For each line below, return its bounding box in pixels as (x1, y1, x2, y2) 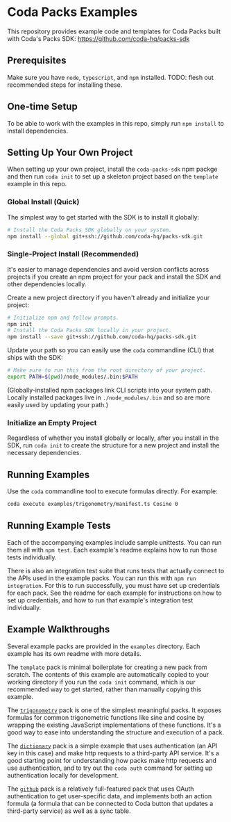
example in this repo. (7, 180, 67, 188)
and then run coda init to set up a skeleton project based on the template (7, 172, 219, 181)
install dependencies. (7, 126, 68, 135)
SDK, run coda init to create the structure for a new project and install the (7, 441, 220, 450)
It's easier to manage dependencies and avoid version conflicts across (7, 265, 209, 273)
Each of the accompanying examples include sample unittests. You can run (7, 538, 222, 546)
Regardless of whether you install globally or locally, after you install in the (7, 434, 219, 442)
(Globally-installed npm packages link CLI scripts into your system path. (7, 386, 213, 394)
